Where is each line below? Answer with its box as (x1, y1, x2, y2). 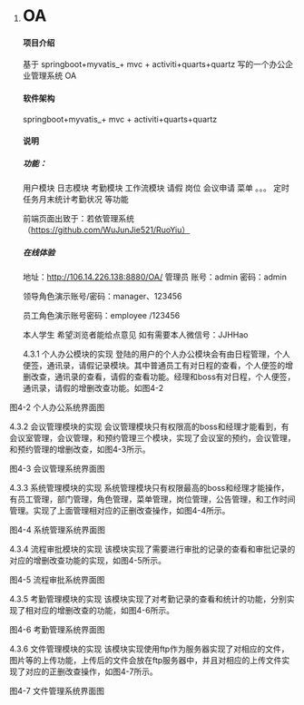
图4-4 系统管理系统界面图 (9, 524, 106, 535)
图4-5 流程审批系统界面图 (9, 574, 105, 585)
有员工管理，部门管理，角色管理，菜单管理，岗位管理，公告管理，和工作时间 (9, 494, 296, 504)
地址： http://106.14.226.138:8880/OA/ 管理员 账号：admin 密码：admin (22, 271, 288, 282)
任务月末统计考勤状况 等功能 (22, 194, 129, 205)
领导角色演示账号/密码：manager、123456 (22, 291, 183, 302)
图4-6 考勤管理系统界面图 (9, 624, 106, 635)
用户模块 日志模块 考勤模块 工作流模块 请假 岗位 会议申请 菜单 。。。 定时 (22, 182, 290, 193)
